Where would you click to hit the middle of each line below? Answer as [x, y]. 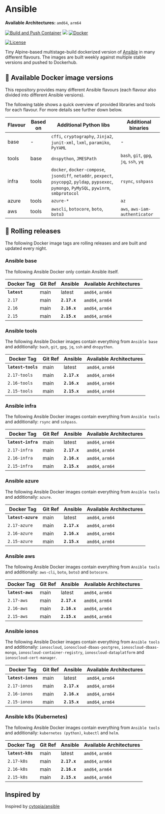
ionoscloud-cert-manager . [31, 658]
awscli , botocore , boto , [77, 209]
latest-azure [23, 517]
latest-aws [20, 593]
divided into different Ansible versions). [45, 95]
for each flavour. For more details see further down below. [64, 110]
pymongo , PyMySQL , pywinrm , [81, 188]
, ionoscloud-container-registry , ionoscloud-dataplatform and [80, 652]
